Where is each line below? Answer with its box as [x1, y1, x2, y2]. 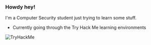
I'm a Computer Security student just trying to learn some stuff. [5, 15, 137, 21]
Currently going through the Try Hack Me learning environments [12, 24, 146, 30]
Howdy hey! [5, 3, 35, 10]
